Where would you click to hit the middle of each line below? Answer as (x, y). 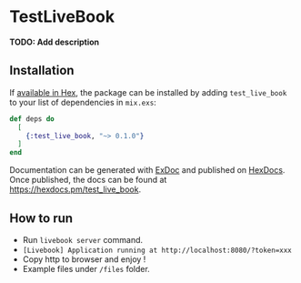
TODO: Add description (55, 42)
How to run (41, 218)
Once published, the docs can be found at (88, 180)
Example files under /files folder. (86, 268)
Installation (42, 71)
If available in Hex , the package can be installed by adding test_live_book (148, 92)
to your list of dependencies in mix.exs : (83, 102)
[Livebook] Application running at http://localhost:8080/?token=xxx (157, 250)
